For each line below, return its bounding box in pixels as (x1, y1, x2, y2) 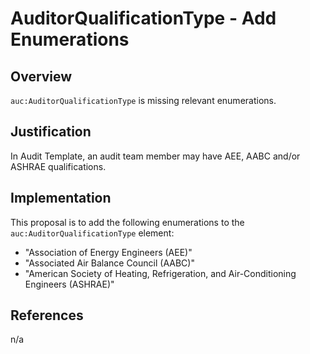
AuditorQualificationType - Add (10, 7, 277, 30)
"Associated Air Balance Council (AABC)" (24, 257, 195, 269)
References (10, 307, 84, 324)
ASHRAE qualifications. (10, 160, 107, 172)
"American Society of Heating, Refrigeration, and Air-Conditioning (24, 267, 297, 279)
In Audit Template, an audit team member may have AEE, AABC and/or (10, 150, 301, 162)
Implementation (10, 190, 112, 207)
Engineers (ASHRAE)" (24, 278, 115, 290)
